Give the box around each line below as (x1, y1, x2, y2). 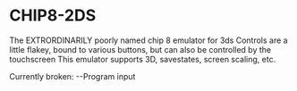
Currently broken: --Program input (9, 70, 136, 81)
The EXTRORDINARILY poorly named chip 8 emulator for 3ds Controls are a (9, 35, 288, 45)
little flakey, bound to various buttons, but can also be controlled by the (9, 44, 271, 54)
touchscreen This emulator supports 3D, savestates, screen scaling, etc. (9, 54, 276, 64)
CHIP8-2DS (9, 5, 97, 26)
